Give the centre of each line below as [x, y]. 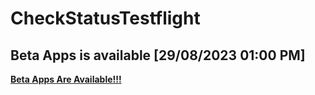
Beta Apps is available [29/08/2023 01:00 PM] [158, 55]
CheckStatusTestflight [105, 18]
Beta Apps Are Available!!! [66, 79]
